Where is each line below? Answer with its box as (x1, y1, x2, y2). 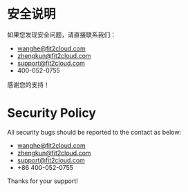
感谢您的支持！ (7, 80, 50, 88)
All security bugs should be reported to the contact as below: (7, 128, 182, 136)
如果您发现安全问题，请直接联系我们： (7, 30, 116, 39)
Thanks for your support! (7, 177, 78, 185)
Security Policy (7, 105, 97, 121)
